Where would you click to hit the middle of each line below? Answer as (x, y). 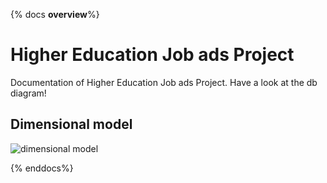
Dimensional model (71, 124)
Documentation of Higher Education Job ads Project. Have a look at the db (164, 82)
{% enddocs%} (42, 168)
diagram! (28, 93)
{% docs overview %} (55, 14)
